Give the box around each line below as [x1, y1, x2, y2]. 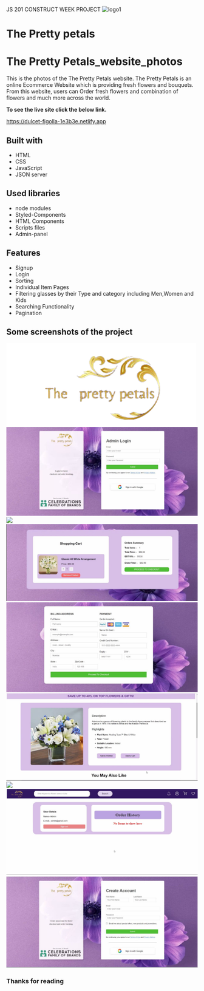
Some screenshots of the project [6, 327, 133, 337]
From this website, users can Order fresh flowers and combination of [6, 88, 178, 95]
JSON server [15, 171, 48, 178]
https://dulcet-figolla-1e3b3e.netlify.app [6, 118, 106, 125]
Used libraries [6, 188, 61, 199]
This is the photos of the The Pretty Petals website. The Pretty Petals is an [6, 75, 192, 82]
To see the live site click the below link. [6, 106, 107, 114]
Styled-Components [15, 211, 66, 218]
